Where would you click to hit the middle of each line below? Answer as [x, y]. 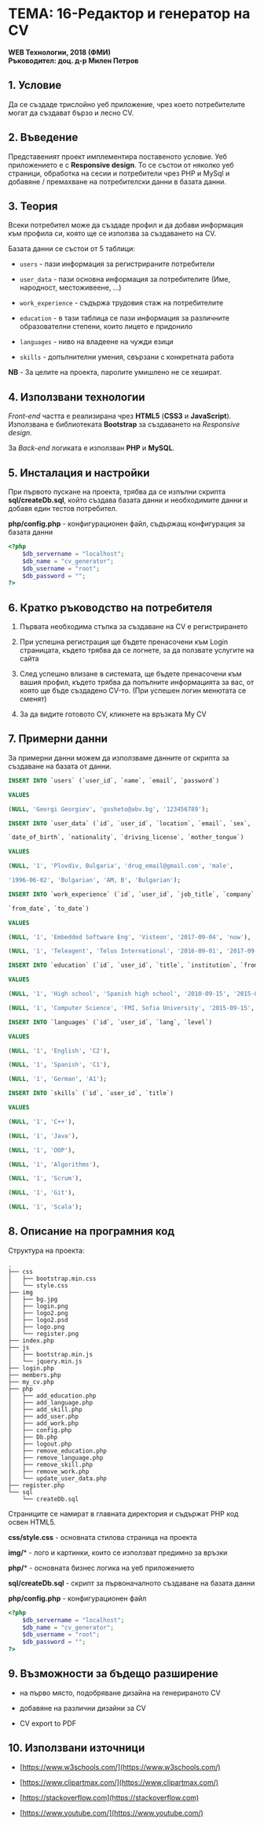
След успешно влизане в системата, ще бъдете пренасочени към [130, 674]
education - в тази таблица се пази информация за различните [125, 318]
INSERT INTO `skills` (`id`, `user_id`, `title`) [91, 1094]
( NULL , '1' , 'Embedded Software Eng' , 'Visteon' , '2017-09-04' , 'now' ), [130, 937]
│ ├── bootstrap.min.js [50, 1354]
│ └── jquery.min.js [45, 1361]
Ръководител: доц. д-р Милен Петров [73, 61]
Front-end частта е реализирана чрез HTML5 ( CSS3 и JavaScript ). [120, 416]
